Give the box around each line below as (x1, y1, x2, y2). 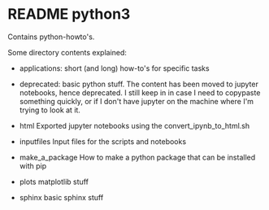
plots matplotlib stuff (19, 177, 89, 186)
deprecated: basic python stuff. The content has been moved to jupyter (19, 79, 259, 89)
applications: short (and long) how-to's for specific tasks (19, 63, 210, 73)
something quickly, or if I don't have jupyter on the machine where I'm (19, 96, 254, 106)
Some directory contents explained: (7, 47, 128, 57)
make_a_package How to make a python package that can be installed (19, 152, 256, 162)
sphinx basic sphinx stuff (19, 192, 104, 202)
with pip (19, 160, 46, 171)
